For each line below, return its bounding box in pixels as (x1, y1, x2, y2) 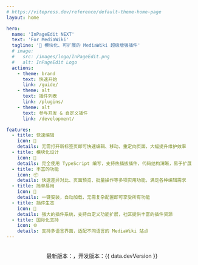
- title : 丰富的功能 (12, 166, 60, 172)
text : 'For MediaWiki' (12, 37, 69, 43)
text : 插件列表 (22, 93, 58, 99)
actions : (12, 65, 34, 71)
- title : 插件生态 (12, 200, 55, 206)
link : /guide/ (22, 82, 59, 88)
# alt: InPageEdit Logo (12, 59, 78, 65)
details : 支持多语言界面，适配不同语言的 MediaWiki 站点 (17, 228, 149, 234)
